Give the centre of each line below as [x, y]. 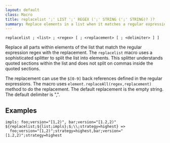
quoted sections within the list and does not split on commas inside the [79, 63]
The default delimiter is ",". [33, 94]
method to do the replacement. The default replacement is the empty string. [84, 89]
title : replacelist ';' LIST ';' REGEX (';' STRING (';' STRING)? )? [80, 19]
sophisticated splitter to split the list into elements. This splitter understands [84, 58]
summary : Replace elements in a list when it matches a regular [74, 24]
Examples [21, 110]
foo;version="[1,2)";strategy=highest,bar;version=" [67, 131]
